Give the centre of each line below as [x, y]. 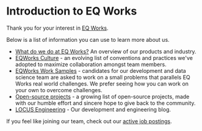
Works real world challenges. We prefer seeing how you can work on [102, 84]
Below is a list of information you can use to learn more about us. [88, 39]
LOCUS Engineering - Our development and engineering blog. [93, 109]
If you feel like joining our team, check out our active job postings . [89, 121]
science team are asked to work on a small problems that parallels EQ [103, 77]
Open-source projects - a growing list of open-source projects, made [102, 96]
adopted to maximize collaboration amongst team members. [91, 64]
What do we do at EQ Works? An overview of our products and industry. [106, 51]
